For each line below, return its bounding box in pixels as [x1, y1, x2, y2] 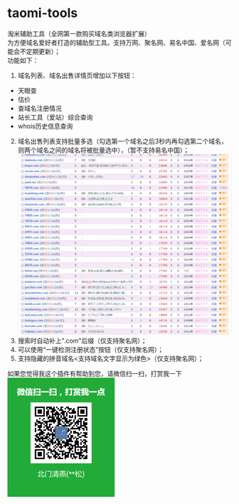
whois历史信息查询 [17, 122, 73, 130]
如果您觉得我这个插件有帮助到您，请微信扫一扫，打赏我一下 [7, 369, 182, 377]
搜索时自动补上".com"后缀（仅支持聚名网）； [17, 336, 147, 345]
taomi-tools [7, 5, 78, 21]
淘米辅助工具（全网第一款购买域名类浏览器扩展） [7, 29, 151, 38]
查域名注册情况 [17, 104, 62, 112]
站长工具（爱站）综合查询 [17, 112, 93, 122]
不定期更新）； [19, 47, 60, 55]
